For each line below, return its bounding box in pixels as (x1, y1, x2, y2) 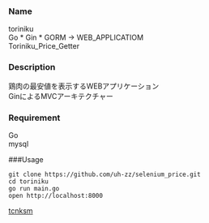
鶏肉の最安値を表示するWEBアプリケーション (8, 81, 160, 91)
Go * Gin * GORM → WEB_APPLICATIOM (8, 32, 144, 42)
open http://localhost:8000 (8, 191, 104, 199)
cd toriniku (8, 177, 49, 186)
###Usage (8, 154, 45, 164)
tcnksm (8, 205, 34, 216)
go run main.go (8, 184, 60, 192)
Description (8, 62, 56, 73)
